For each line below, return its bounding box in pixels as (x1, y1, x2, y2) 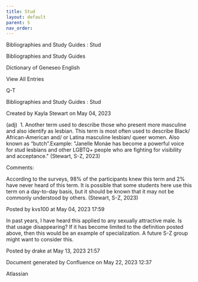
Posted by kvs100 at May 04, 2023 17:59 (6, 206, 105, 213)
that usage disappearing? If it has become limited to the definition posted (6, 224, 184, 231)
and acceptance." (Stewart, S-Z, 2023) (6, 153, 101, 160)
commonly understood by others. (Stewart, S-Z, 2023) (6, 194, 138, 201)
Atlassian (6, 270, 28, 277)
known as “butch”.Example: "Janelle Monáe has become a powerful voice (6, 140, 184, 147)
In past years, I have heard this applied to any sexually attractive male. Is (6, 217, 182, 224)
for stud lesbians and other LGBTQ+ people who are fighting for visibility (6, 146, 181, 153)
